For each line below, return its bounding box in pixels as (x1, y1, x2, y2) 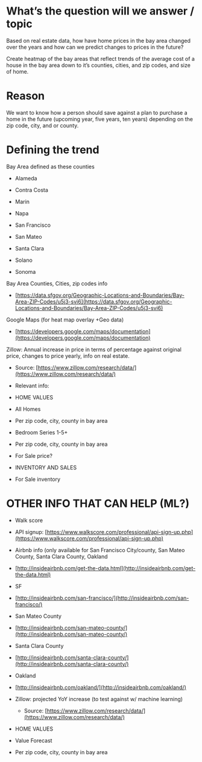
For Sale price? (14, 452, 53, 459)
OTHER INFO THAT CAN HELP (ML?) (6, 497, 190, 510)
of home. (6, 68, 29, 75)
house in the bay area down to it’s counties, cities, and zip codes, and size (6, 62, 191, 69)
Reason (6, 89, 45, 103)
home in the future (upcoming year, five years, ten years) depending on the (6, 115, 194, 122)
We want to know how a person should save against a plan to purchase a (6, 109, 188, 116)
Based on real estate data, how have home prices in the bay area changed (6, 37, 191, 44)
